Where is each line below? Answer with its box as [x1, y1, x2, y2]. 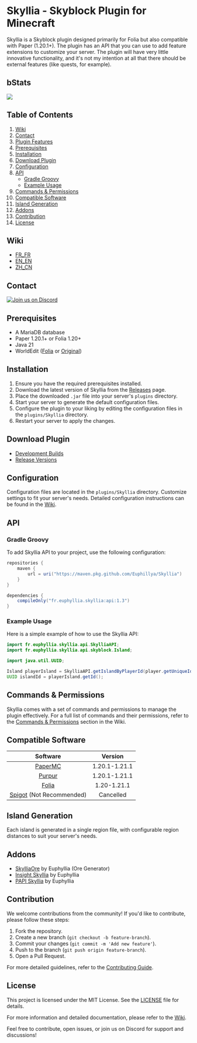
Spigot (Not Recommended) [9, 791, 87, 799]
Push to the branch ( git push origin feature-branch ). [15, 946, 147, 953]
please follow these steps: [6, 916, 70, 923]
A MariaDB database [15, 329, 65, 336]
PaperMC [34, 762, 61, 771]
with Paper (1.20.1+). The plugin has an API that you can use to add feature [6, 42, 186, 49]
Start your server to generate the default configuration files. [15, 398, 160, 405]
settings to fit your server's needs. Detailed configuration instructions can [6, 495, 185, 502]
